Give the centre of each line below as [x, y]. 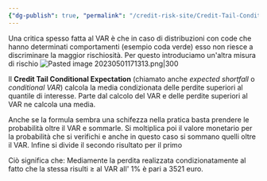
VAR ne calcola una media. [52, 104]
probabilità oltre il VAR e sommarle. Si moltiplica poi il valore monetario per [130, 128]
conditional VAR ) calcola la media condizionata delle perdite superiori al [126, 87]
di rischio [23, 64]
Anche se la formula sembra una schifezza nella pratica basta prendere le [129, 119]
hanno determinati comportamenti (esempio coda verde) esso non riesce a [131, 46]
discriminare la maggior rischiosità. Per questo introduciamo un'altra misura [132, 55]
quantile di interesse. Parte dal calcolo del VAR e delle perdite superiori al [128, 95]
